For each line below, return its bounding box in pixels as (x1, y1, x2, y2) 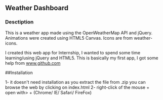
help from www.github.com (5, 60, 61, 66)
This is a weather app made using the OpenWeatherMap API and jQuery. (5, 29, 153, 36)
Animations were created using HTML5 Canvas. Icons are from (5, 35, 133, 41)
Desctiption (5, 19, 34, 25)
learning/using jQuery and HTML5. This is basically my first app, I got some (5, 55, 159, 61)
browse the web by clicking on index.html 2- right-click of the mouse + (5, 84, 150, 90)
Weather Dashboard (5, 4, 69, 12)
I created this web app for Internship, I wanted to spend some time (5, 50, 141, 55)
